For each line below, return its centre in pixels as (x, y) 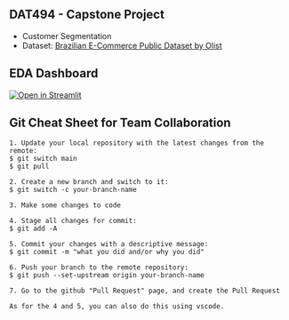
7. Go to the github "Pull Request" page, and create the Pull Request (144, 291)
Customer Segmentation (67, 36)
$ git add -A (33, 229)
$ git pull (29, 167)
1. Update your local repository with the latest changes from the (137, 143)
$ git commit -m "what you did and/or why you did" (107, 252)
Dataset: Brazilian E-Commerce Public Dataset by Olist (122, 45)
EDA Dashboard (54, 73)
